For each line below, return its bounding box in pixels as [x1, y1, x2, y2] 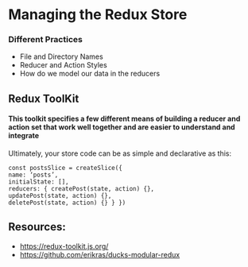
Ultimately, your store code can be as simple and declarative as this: [8, 149, 232, 158]
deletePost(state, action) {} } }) [8, 199, 126, 207]
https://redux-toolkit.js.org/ [19, 241, 109, 251]
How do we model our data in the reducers [19, 69, 161, 79]
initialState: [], [8, 178, 69, 186]
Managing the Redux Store [8, 6, 188, 24]
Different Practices [8, 34, 83, 45]
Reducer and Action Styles [19, 60, 107, 70]
